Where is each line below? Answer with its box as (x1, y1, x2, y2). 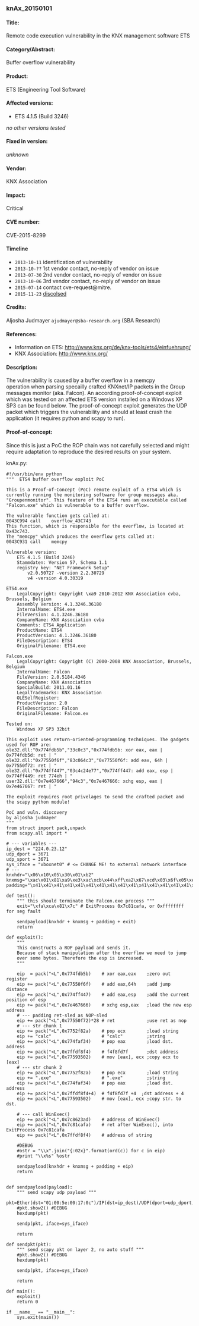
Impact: (6, 192, 25, 199)
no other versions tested (6, 124, 66, 131)
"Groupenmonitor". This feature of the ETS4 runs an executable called (6, 497, 187, 503)
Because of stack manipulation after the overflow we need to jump (17, 950, 187, 956)
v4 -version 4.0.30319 (27, 575, 84, 581)
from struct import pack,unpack (6, 825, 86, 831)
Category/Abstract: (6, 46, 55, 53)
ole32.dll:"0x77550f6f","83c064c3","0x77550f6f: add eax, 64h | (6, 757, 168, 763)
